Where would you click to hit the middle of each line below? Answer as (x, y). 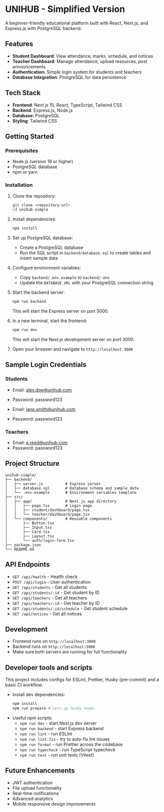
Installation (19, 185)
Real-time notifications (36, 793)
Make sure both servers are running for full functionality (70, 652)
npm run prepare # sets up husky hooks (54, 709)
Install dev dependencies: (39, 695)
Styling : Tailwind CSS (35, 121)
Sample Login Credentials (46, 365)
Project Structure (32, 464)
